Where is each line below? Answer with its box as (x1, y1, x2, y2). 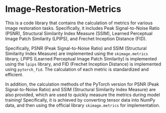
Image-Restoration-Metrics (5, 3, 121, 15)
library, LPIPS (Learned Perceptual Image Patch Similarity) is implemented (5, 56, 157, 61)
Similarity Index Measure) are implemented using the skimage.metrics (5, 51, 149, 56)
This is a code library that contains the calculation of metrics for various (5, 20, 153, 26)
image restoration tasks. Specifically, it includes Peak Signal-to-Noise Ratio (5, 25, 160, 31)
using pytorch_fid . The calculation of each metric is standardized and (5, 66, 149, 72)
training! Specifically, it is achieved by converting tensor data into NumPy (5, 97, 156, 103)
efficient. (5, 71, 23, 77)
